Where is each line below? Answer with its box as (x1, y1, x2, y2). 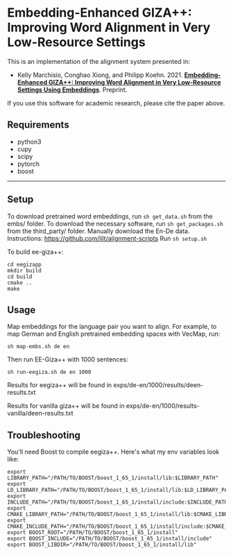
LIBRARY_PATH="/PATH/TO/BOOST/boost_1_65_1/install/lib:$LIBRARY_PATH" (7, 475, 218, 481)
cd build (7, 273, 33, 280)
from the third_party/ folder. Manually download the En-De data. (7, 227, 190, 235)
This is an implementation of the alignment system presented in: (7, 57, 191, 65)
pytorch (17, 160, 40, 168)
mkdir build (7, 267, 42, 274)
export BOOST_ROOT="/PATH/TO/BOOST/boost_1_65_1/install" (7, 529, 178, 536)
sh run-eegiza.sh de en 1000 (7, 369, 92, 376)
